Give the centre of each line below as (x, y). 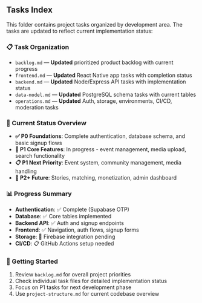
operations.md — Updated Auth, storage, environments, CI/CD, (93, 101)
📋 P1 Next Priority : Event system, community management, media (98, 163)
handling (26, 171)
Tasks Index (29, 10)
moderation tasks (37, 108)
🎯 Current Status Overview (46, 123)
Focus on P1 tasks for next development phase (73, 287)
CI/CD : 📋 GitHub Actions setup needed (64, 243)
